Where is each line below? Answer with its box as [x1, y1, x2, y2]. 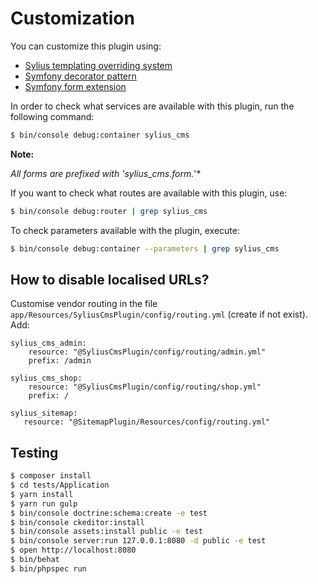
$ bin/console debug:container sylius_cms [10, 130, 190, 140]
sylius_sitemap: [10, 408, 78, 419]
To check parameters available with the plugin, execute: [10, 224, 241, 236]
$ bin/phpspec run [10, 563, 87, 574]
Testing [10, 444, 59, 461]
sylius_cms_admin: [10, 338, 87, 349]
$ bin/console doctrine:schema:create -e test [10, 508, 208, 518]
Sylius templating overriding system [24, 59, 173, 71]
